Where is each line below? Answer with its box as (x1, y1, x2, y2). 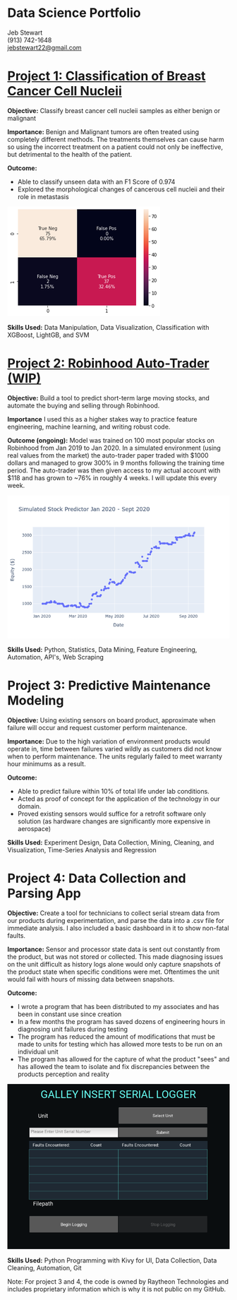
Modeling (7, 693, 64, 708)
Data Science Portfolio (7, 5, 141, 21)
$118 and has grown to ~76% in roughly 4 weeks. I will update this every (7, 473, 217, 482)
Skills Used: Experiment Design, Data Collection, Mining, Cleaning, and (7, 838, 214, 847)
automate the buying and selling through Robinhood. (7, 401, 160, 410)
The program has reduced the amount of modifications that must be (17, 1032, 215, 1041)
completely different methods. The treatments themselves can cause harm (7, 135, 224, 143)
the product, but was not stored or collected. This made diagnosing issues (7, 952, 224, 961)
